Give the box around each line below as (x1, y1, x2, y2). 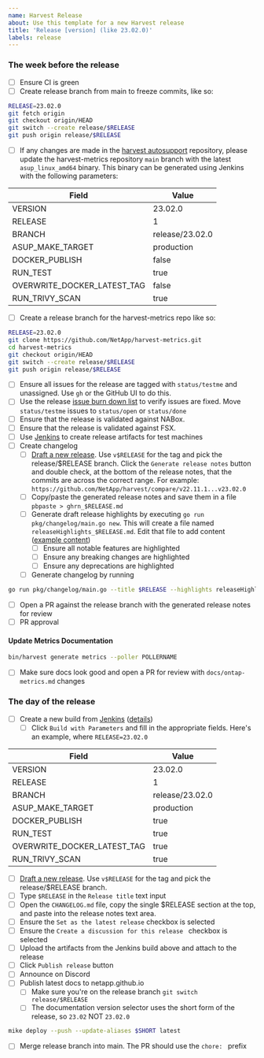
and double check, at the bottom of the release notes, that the (31, 466, 233, 477)
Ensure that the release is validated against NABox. (19, 414, 185, 424)
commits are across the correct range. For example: (31, 475, 200, 484)
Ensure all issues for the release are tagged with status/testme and (19, 380, 238, 389)
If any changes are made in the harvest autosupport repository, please (19, 146, 247, 155)
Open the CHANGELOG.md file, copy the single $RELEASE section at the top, (19, 900, 256, 909)
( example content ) (31, 535, 91, 544)
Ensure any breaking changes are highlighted (42, 552, 190, 562)
